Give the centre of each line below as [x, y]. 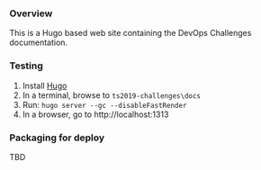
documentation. [39, 42]
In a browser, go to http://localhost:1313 [95, 114]
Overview [31, 13]
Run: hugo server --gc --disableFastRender [104, 104]
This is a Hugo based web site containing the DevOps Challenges [130, 33]
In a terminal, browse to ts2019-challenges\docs [111, 95]
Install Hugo [45, 85]
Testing [26, 66]
